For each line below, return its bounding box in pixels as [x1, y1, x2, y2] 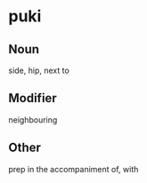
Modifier [8, 91, 57, 106]
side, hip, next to [8, 65, 70, 76]
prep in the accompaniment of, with [8, 163, 139, 174]
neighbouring [8, 114, 58, 125]
